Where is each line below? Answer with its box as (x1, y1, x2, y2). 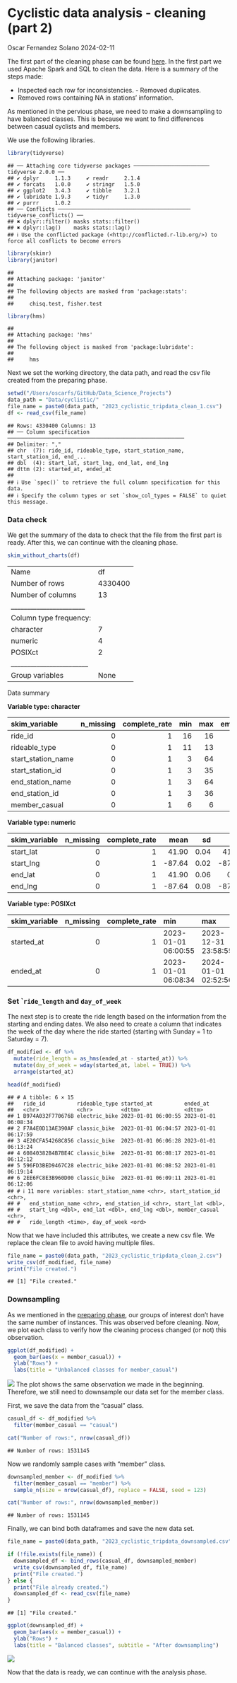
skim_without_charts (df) (7, 552, 80, 560)
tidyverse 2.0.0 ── (7, 168, 65, 175)
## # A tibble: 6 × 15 (7, 1094, 74, 1101)
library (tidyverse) (7, 149, 65, 156)
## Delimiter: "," (7, 441, 61, 448)
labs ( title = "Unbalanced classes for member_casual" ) (13, 1367, 178, 1374)
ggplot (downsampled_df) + (7, 1622, 83, 1629)
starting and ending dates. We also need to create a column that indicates (7, 1020, 222, 1029)
